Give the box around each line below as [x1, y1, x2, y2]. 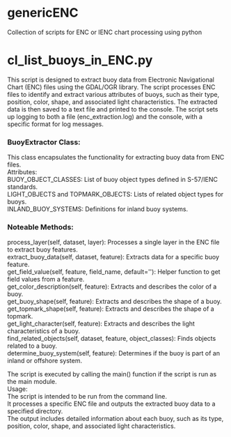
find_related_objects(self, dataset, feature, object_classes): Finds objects [7, 335, 216, 343]
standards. [7, 183, 38, 191]
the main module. [7, 378, 57, 386]
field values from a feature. [7, 275, 85, 284]
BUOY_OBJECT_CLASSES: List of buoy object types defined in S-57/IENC [7, 176, 218, 184]
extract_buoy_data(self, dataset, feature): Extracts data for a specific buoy [7, 253, 220, 261]
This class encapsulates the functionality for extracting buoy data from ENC [7, 153, 225, 162]
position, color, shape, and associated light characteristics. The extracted [7, 98, 218, 106]
